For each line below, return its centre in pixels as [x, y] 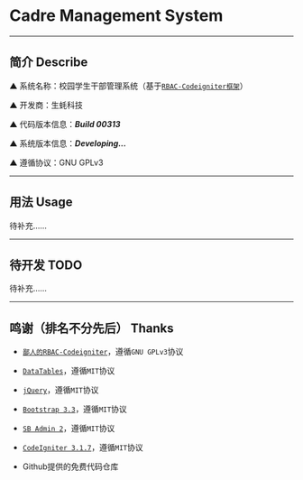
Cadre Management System [116, 16]
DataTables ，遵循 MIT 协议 [69, 371]
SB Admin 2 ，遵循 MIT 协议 [69, 429]
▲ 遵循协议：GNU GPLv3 [56, 162]
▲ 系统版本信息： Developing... [68, 143]
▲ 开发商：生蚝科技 [46, 105]
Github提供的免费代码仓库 [70, 466]
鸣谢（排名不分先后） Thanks [92, 328]
